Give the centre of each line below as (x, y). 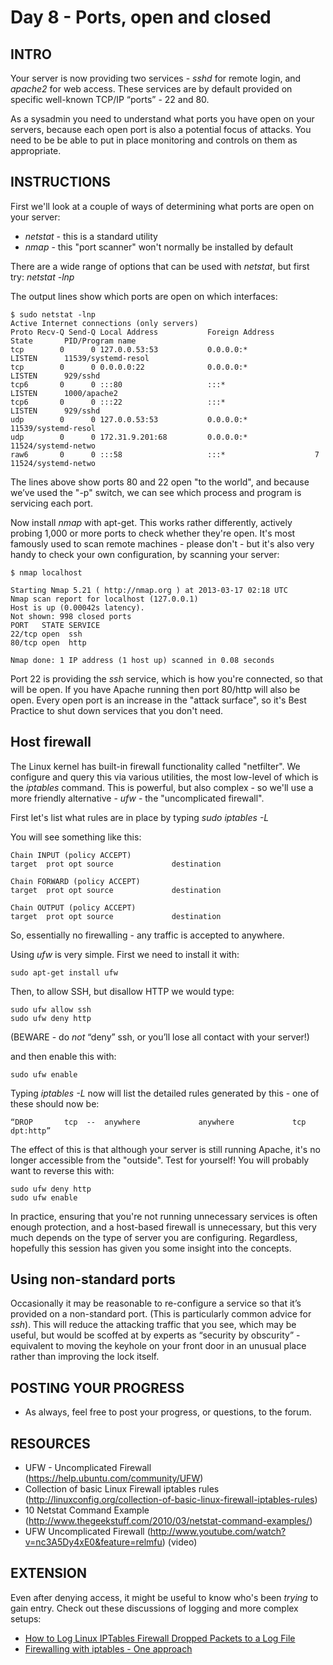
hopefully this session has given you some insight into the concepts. (151, 1248)
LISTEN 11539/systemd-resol (80, 358)
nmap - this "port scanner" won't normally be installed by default (159, 247)
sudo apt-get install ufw (64, 972)
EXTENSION (49, 1573)
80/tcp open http (48, 642)
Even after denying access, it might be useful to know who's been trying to (164, 1597)
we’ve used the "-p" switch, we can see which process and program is (156, 492)
